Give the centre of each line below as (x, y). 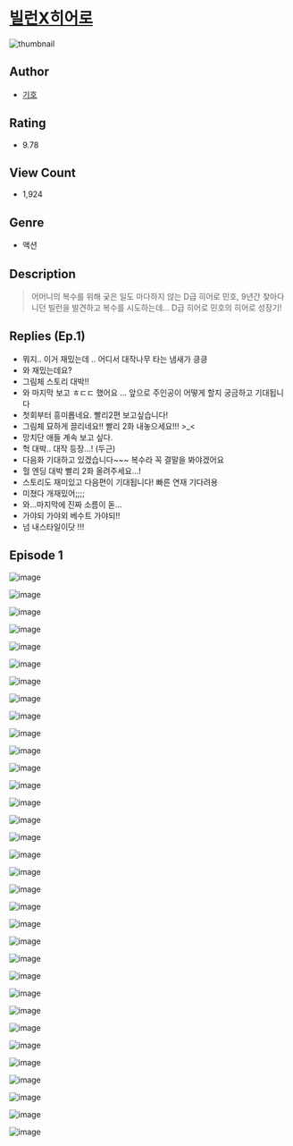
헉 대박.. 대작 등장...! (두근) (69, 448)
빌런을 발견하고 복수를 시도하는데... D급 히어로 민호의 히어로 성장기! (165, 308)
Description (42, 274)
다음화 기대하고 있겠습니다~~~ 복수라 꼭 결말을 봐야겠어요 (123, 459)
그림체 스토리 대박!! (55, 381)
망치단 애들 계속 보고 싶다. (67, 437)
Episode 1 (37, 556)
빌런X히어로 (51, 18)
